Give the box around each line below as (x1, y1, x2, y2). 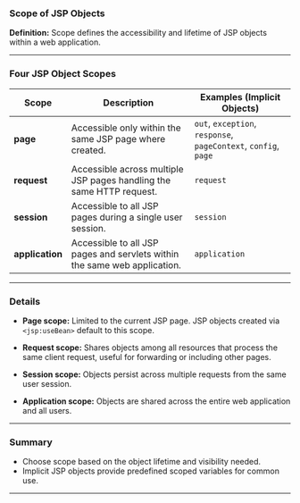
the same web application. (71, 258, 181, 271)
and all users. (21, 405, 72, 415)
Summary (9, 436, 54, 449)
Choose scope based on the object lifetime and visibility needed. (21, 457, 262, 467)
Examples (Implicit (199, 90, 281, 103)
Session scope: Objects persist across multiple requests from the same (21, 369, 287, 380)
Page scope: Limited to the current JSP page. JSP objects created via (21, 315, 280, 326)
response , (194, 128, 234, 140)
